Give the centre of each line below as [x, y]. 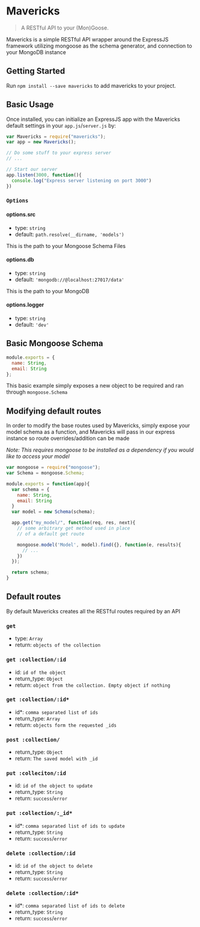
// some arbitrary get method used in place [74, 529]
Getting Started [36, 71]
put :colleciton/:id [36, 774]
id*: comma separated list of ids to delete [70, 906]
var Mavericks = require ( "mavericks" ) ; [56, 137]
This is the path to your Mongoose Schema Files [66, 246]
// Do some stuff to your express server [59, 153]
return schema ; [31, 572]
